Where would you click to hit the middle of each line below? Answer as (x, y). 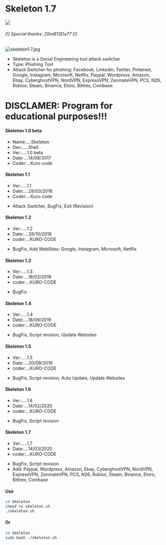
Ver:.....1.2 (22, 228)
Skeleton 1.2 (18, 217)
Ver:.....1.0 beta (28, 152)
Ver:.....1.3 (22, 271)
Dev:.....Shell (25, 147)
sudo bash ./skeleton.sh (31, 537)
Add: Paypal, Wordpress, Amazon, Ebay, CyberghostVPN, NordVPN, (83, 469)
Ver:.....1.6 (22, 400)
